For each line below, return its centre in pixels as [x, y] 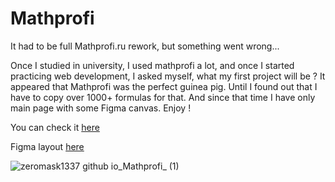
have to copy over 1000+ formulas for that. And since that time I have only [163, 97]
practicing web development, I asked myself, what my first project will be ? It [168, 76]
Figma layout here [47, 146]
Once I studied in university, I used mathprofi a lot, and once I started [152, 65]
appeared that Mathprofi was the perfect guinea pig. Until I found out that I [164, 86]
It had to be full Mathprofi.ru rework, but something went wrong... [145, 46]
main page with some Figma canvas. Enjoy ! [101, 108]
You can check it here [55, 127]
